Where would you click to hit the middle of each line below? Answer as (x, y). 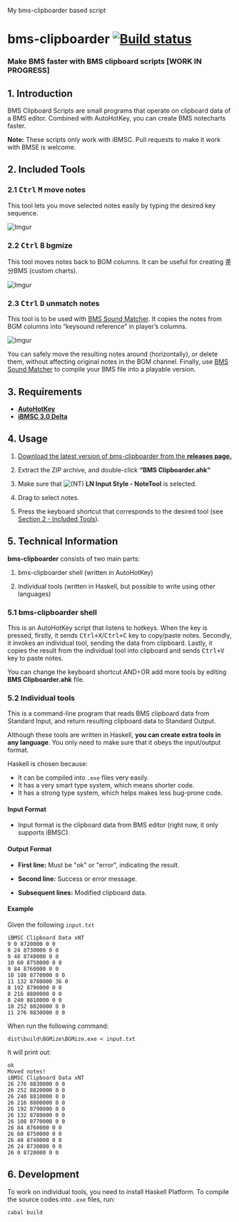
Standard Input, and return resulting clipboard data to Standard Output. (112, 721)
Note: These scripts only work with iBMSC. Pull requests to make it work (114, 139)
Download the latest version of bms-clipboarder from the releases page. (124, 456)
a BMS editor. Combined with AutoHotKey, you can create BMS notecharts (117, 118)
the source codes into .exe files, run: (61, 1199)
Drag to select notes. (49, 497)
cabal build (25, 1212)
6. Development (44, 1175)
